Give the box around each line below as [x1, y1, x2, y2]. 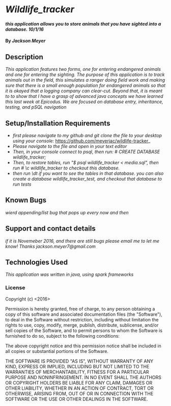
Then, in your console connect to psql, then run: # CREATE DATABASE [12, 149, 160, 155]
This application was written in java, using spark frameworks [5, 271, 134, 277]
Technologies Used [5, 258, 68, 267]
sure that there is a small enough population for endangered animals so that [5, 83, 166, 89]
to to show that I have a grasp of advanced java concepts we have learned [5, 93, 164, 99]
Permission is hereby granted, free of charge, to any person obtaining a [5, 306, 155, 312]
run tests [12, 181, 32, 187]
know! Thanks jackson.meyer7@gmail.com [5, 243, 96, 249]
